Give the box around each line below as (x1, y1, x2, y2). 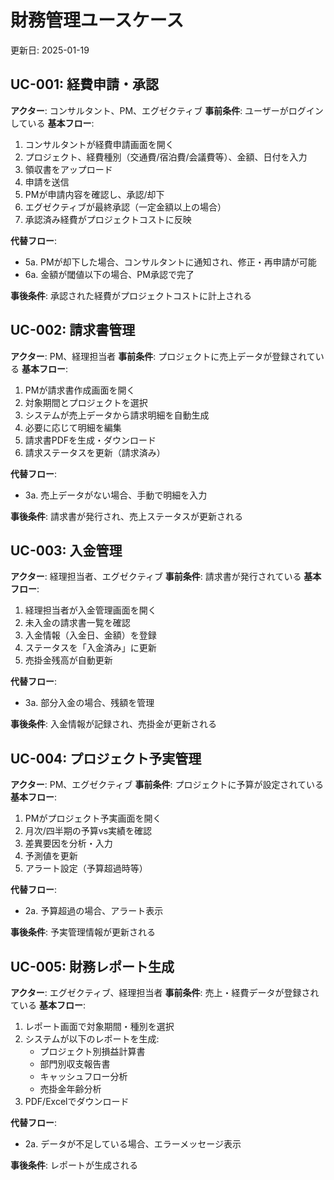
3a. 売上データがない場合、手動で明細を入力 (24, 489, 208, 501)
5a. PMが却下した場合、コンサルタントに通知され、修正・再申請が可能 (24, 256, 317, 268)
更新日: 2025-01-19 (10, 44, 90, 56)
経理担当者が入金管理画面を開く (24, 604, 157, 616)
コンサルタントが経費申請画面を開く (24, 138, 175, 150)
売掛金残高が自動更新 (24, 654, 113, 666)
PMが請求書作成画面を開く (24, 384, 136, 396)
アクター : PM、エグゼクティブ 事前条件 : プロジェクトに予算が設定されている (10, 779, 324, 791)
